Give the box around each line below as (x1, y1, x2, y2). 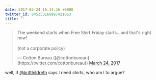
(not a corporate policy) (17, 45, 65, 52)
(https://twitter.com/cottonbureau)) (17, 60, 88, 66)
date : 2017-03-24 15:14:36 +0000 (5, 7, 74, 12)
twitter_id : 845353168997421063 (5, 12, 71, 17)
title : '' (5, 16, 26, 21)
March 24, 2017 (89, 60, 121, 66)
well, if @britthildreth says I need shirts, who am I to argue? (5, 70, 125, 76)
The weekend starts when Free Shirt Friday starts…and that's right (17, 30, 151, 36)
